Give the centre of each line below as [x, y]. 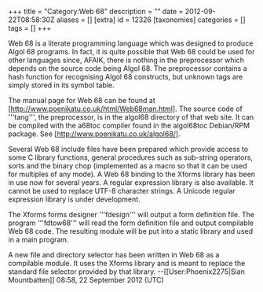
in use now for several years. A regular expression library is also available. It [131, 183]
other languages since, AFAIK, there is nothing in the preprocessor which [126, 60]
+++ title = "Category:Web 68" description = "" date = [96, 11]
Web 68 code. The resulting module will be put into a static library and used [131, 231]
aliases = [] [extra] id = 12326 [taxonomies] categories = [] [151, 20]
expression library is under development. [74, 199]
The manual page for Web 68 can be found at [82, 100]
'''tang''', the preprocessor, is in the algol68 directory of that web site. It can [131, 117]
